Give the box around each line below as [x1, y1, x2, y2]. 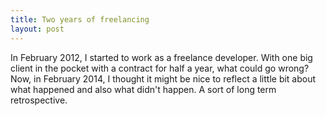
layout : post [10, 24, 65, 34]
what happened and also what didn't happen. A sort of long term [10, 83, 277, 95]
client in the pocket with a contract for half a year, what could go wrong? [10, 62, 310, 74]
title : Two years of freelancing [10, 14, 150, 25]
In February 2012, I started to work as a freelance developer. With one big [10, 51, 313, 63]
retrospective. [10, 94, 68, 106]
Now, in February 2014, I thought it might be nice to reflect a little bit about [10, 72, 317, 85]
